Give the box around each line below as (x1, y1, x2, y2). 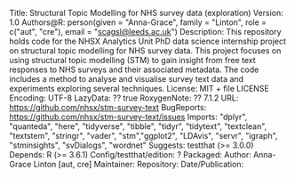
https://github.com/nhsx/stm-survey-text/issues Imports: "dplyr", (9, 111, 248, 122)
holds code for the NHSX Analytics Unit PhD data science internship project (9, 36, 287, 46)
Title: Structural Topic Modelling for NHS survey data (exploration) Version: (9, 8, 283, 18)
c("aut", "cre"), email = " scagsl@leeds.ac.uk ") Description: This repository (9, 27, 282, 36)
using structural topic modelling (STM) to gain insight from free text (9, 55, 256, 65)
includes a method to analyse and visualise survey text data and (9, 74, 244, 84)
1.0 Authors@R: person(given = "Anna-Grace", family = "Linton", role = (9, 17, 267, 28)
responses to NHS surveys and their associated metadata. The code (9, 64, 259, 75)
